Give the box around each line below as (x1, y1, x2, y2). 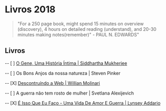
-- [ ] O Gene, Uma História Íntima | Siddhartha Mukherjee (5, 60, 127, 66)
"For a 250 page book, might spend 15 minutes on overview (17, 21, 144, 27)
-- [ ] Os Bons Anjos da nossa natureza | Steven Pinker (5, 70, 121, 76)
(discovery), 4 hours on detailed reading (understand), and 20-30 (17, 26, 157, 32)
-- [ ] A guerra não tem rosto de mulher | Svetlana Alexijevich (5, 90, 134, 96)
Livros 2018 (5, 4, 56, 15)
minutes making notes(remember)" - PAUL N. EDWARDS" (17, 31, 139, 38)
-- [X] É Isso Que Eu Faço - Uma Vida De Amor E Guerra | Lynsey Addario (5, 100, 161, 106)
